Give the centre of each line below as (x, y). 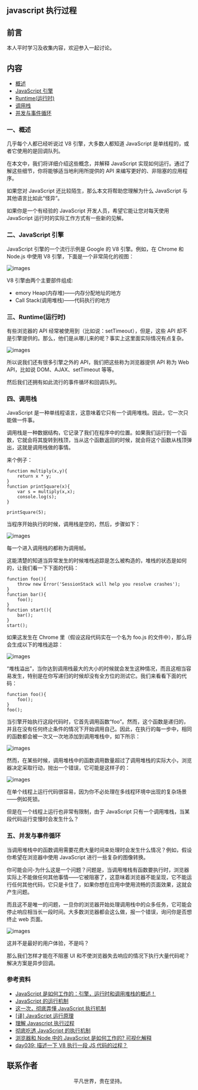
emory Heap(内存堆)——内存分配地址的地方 (68, 293)
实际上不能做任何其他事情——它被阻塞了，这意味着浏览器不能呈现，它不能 (97, 877)
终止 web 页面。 (26, 919)
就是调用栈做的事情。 (48, 448)
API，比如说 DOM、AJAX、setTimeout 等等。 (62, 369)
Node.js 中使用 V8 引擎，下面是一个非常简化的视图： (71, 256)
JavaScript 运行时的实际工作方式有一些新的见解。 (67, 218)
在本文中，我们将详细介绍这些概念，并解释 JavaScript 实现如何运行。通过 (96, 163)
